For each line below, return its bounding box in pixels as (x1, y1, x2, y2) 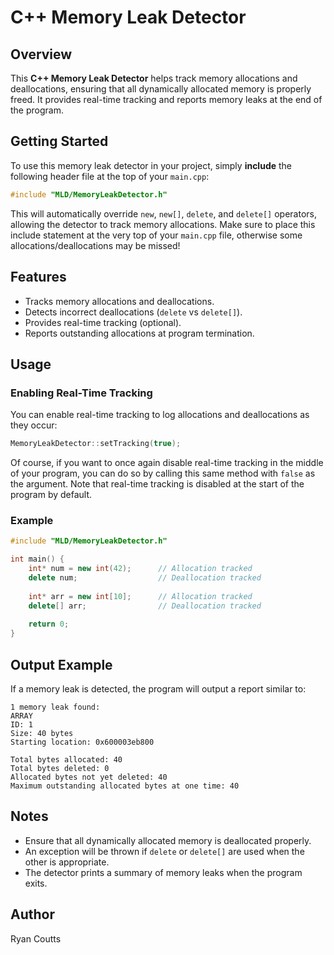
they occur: (10, 419, 58, 431)
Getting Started (10, 133, 109, 150)
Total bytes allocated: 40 (10, 754, 123, 765)
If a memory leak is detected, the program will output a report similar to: (10, 682, 307, 695)
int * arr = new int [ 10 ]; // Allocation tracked (28, 591, 253, 601)
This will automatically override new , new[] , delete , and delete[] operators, (10, 207, 318, 220)
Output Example (10, 656, 113, 673)
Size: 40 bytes (10, 728, 74, 738)
